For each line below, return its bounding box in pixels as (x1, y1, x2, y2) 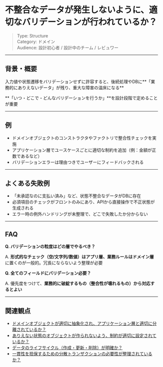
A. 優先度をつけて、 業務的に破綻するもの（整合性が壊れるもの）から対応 (5, 281, 150, 287)
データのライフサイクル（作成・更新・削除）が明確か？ (12, 345, 123, 351)
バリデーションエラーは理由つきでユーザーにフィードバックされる (12, 159, 144, 165)
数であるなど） (12, 153, 42, 159)
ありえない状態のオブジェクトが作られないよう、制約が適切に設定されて (12, 333, 157, 338)
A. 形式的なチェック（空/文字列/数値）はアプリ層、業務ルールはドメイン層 (5, 254, 154, 260)
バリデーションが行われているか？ (22, 16, 158, 28)
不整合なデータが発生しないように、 (5, 4, 149, 16)
